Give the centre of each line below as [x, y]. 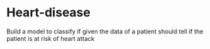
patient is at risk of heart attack [50, 38]
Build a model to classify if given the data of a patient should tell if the [105, 31]
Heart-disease [48, 13]
